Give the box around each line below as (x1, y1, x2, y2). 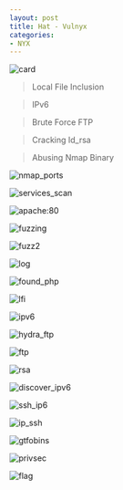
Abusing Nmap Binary (31, 152, 115, 163)
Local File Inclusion (31, 81, 105, 92)
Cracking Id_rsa (31, 134, 91, 146)
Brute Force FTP (31, 117, 94, 128)
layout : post (9, 13, 59, 23)
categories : (9, 30, 55, 39)
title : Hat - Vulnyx (9, 22, 88, 31)
